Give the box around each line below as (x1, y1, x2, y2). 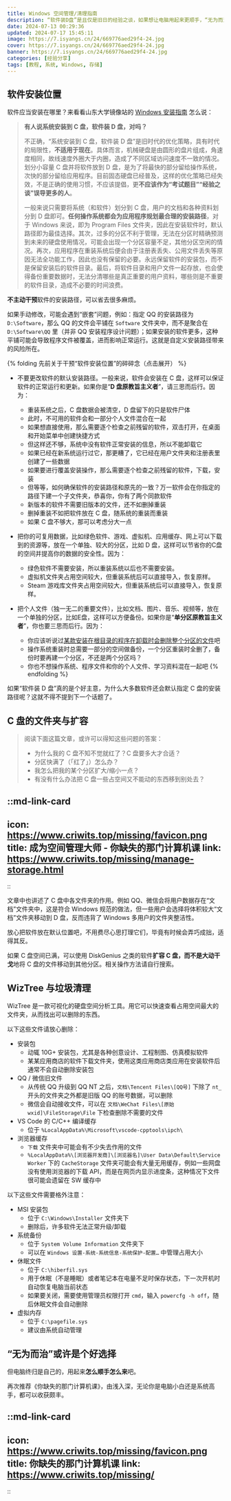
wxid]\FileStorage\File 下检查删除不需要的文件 (27, 1109, 164, 1117)
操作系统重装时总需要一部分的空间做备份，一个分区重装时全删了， (27, 645, 214, 653)
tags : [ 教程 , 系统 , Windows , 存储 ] (7, 61, 103, 68)
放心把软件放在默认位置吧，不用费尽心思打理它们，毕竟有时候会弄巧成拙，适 (7, 928, 224, 936)
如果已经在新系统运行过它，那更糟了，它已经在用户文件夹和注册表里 (27, 449, 221, 457)
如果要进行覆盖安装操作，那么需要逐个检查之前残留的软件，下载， (27, 466, 214, 474)
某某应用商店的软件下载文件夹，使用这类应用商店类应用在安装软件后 (27, 1057, 221, 1065)
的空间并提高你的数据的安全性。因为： (16, 549, 126, 558)
